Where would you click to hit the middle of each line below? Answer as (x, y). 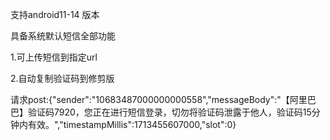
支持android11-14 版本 (55, 14)
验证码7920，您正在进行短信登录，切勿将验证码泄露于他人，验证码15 (169, 112)
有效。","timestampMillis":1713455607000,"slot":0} (132, 124)
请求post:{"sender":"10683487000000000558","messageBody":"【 (150, 99)
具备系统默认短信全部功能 (63, 36)
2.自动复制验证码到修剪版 (62, 78)
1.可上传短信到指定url (54, 57)
